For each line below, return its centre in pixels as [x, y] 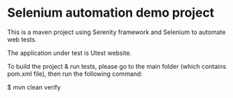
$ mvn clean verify [34, 87]
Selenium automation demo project [111, 13]
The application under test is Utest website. [70, 53]
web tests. [22, 39]
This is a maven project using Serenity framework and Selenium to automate [116, 32]
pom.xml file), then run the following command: [75, 74]
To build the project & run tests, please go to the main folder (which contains [117, 66]
